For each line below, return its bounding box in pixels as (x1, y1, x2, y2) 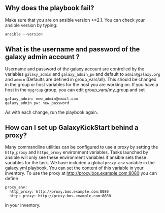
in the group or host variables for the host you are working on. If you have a (5, 81, 159, 88)
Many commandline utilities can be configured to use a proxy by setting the (5, 144, 158, 150)
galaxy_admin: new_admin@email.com (5, 96, 78, 101)
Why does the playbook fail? (5, 4, 95, 12)
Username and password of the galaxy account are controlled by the (5, 66, 145, 72)
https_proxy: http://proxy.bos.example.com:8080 (9, 194, 111, 199)
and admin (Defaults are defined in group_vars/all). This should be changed (5, 76, 157, 82)
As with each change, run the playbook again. (5, 109, 99, 115)
